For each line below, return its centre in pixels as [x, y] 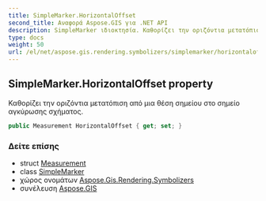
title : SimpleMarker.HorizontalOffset [72, 15]
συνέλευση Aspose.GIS [58, 188]
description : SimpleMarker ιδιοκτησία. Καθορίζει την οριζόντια [116, 30]
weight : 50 [26, 45]
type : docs [26, 37]
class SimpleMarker [52, 171]
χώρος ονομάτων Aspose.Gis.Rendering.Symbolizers [106, 180]
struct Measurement [53, 163]
